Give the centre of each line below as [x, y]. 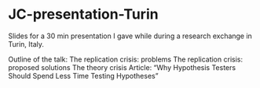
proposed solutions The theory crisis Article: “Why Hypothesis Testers [122, 67]
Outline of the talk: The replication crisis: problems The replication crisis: [126, 59]
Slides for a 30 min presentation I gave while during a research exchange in [130, 36]
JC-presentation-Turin [83, 14]
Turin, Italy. [26, 44]
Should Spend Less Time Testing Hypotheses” [83, 76]
